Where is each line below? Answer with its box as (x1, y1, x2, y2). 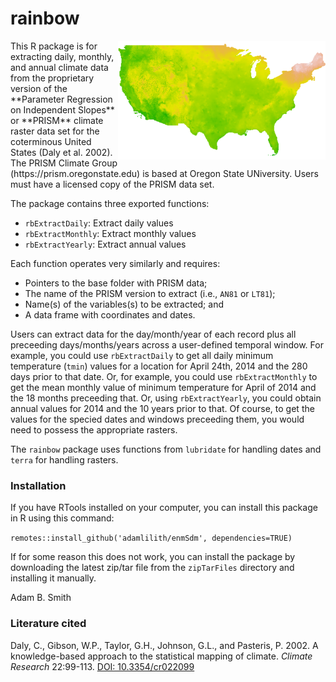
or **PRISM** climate (10, 114, 104, 126)
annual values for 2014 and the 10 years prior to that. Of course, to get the (10, 402, 315, 414)
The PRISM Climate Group (10, 157, 118, 169)
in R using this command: (10, 512, 115, 524)
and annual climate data (10, 61, 109, 73)
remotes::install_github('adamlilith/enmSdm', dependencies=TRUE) (10, 533, 293, 544)
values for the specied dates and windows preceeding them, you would (10, 413, 305, 425)
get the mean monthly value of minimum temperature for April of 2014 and (10, 381, 317, 393)
